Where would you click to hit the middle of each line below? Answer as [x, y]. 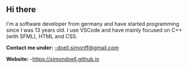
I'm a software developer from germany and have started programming [93, 23]
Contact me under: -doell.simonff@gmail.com [63, 47]
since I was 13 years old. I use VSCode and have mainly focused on [88, 30]
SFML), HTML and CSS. [49, 36]
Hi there [21, 10]
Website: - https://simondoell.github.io [53, 59]
